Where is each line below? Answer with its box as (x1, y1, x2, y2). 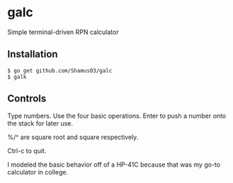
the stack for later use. (7, 118, 73, 128)
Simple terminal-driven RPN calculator (7, 28, 119, 36)
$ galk (7, 73, 27, 80)
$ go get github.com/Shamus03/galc (7, 67, 113, 74)
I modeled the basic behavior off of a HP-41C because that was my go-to (7, 160, 221, 169)
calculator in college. (7, 167, 69, 176)
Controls (7, 93, 47, 105)
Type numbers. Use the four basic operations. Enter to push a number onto (7, 111, 227, 120)
